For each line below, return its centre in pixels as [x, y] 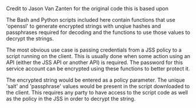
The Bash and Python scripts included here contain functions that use [91, 20]
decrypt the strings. [30, 38]
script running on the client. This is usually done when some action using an [98, 56]
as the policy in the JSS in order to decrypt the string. [71, 99]
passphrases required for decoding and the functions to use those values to [98, 32]
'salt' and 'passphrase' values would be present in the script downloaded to [98, 86]
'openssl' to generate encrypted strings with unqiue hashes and [84, 26]
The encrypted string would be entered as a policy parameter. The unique [96, 80]
